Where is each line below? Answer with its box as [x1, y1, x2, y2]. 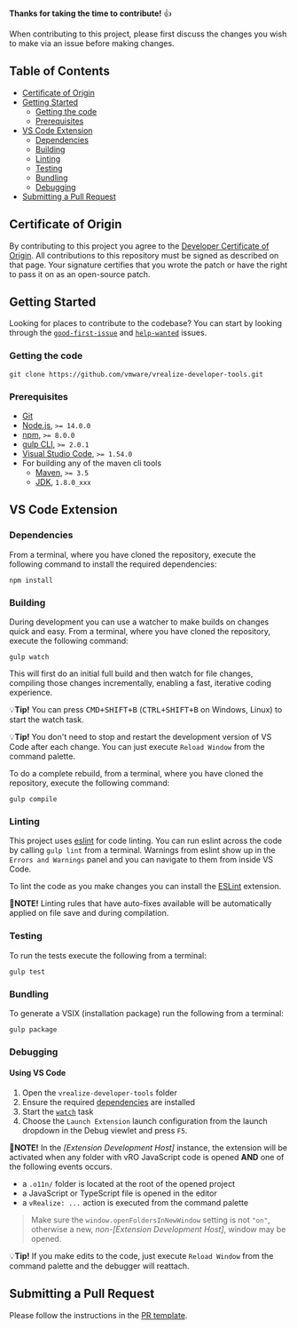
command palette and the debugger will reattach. [9, 1261, 190, 1271]
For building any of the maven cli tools [21, 458, 162, 469]
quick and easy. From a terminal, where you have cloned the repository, [9, 626, 270, 637]
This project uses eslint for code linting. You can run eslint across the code [9, 835, 282, 847]
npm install [9, 576, 53, 585]
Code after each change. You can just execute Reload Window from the [9, 742, 266, 752]
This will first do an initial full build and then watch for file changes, [9, 668, 254, 679]
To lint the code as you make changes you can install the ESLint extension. [9, 881, 282, 892]
